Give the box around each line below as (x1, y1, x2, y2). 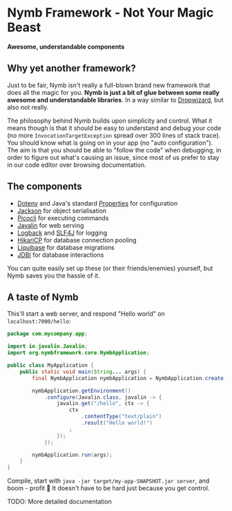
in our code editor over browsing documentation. (7, 161, 146, 169)
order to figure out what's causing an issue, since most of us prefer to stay (7, 153, 220, 161)
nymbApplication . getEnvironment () (32, 387, 131, 394)
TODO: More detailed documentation (7, 497, 113, 506)
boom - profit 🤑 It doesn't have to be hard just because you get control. (7, 484, 210, 492)
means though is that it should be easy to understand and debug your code (7, 123, 222, 132)
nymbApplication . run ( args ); (32, 451, 113, 458)
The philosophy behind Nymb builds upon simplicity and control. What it (7, 116, 213, 125)
